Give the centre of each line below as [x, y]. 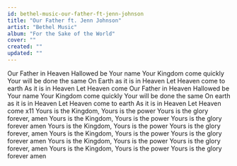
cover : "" [22, 40]
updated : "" [25, 54]
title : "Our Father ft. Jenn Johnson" [64, 20]
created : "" [25, 47]
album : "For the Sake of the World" [61, 34]
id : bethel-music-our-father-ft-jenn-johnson [75, 14]
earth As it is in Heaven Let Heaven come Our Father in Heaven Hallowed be [118, 88]
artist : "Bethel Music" [42, 27]
